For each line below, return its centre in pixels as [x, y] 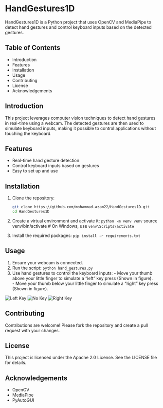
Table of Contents [33, 48]
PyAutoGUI [23, 400]
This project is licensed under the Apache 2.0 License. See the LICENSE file [81, 358]
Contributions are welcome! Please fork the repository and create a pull [77, 325]
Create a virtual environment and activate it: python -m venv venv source [85, 221]
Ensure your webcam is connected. [47, 262]
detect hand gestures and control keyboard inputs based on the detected [78, 27]
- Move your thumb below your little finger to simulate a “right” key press [85, 283]
